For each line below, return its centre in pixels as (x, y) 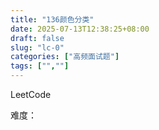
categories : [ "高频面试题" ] (65, 57)
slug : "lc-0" (37, 47)
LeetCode (31, 94)
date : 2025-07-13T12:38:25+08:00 (80, 29)
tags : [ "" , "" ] (40, 66)
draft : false (37, 38)
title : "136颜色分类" (52, 19)
